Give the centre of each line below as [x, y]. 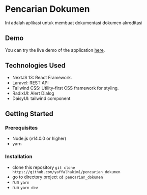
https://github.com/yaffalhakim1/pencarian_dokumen [66, 172]
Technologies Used [35, 66]
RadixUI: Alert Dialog [33, 93]
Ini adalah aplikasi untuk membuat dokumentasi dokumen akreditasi [74, 23]
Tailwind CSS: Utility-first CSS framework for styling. [65, 88]
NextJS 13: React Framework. [42, 77]
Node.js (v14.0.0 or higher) [39, 138]
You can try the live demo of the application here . [55, 50]
